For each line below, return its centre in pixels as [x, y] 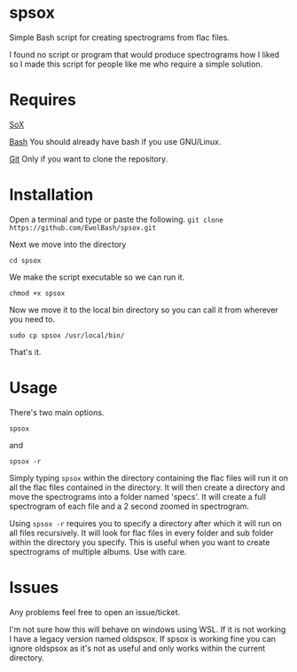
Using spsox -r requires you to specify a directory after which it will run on [145, 523]
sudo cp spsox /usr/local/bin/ [67, 336]
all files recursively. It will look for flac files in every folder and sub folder [141, 533]
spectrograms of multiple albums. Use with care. [98, 551]
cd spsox [25, 260]
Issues [34, 587]
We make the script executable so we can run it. [97, 277]
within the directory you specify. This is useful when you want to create [140, 542]
